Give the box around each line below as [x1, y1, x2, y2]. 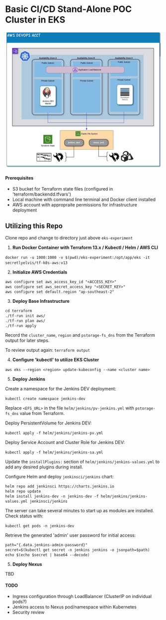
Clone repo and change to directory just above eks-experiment [5, 234, 133, 240]
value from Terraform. [19, 410, 65, 416]
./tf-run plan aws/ [5, 318, 46, 323]
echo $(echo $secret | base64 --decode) [5, 552, 90, 557]
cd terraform [5, 308, 32, 313]
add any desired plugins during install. [5, 464, 83, 470]
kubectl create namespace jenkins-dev [5, 396, 85, 401]
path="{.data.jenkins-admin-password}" [5, 542, 88, 547]
